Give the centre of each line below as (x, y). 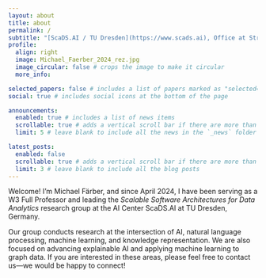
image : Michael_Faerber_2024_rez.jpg (78, 60)
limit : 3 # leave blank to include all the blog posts (108, 169)
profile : (23, 45)
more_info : (33, 74)
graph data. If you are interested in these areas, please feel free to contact (129, 257)
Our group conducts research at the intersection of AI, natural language (125, 232)
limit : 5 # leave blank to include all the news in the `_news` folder (136, 133)
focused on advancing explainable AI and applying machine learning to (124, 249)
